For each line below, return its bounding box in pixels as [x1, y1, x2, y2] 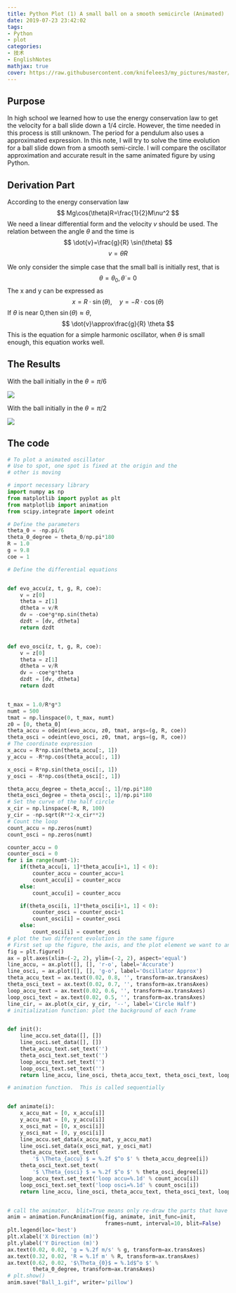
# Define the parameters [7, 521, 80, 528]
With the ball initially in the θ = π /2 [7, 404, 107, 412]
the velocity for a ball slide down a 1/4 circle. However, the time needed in [7, 121, 221, 130]
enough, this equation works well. [7, 338, 105, 346]
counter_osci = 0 [7, 851, 58, 858]
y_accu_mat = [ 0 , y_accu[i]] [20, 1116, 105, 1123]
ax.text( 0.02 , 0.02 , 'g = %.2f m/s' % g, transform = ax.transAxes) [7, 1246, 206, 1253]
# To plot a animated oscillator [7, 456, 105, 463]
